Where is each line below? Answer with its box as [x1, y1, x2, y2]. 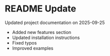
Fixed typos [12, 39, 37, 45]
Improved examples [12, 45, 54, 51]
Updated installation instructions [12, 34, 80, 40]
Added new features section [12, 29, 71, 35]
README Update [5, 3, 77, 14]
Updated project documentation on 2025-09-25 [5, 19, 105, 25]
